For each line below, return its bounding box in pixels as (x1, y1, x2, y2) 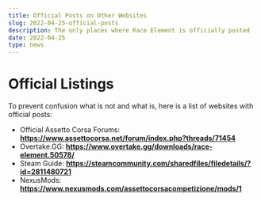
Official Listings (8, 75, 114, 93)
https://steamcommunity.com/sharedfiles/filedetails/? (66, 159, 251, 169)
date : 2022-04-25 (8, 33, 66, 42)
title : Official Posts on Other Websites (8, 11, 148, 20)
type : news (8, 41, 44, 49)
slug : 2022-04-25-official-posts (8, 19, 119, 27)
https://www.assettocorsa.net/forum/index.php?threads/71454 (19, 134, 236, 143)
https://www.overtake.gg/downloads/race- (66, 142, 213, 151)
